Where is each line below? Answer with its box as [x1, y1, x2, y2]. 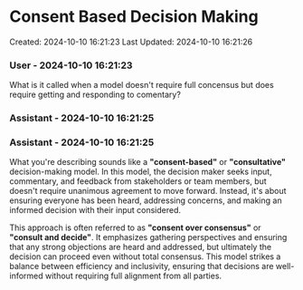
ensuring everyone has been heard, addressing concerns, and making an [9, 195, 282, 206]
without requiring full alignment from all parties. [44, 270, 223, 282]
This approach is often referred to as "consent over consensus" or [9, 222, 261, 233]
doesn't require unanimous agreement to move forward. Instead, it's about [9, 186, 287, 197]
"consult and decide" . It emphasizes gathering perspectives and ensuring [9, 232, 288, 243]
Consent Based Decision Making [9, 6, 260, 27]
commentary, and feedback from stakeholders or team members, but [9, 176, 267, 187]
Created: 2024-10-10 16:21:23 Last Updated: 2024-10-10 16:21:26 [9, 36, 253, 47]
